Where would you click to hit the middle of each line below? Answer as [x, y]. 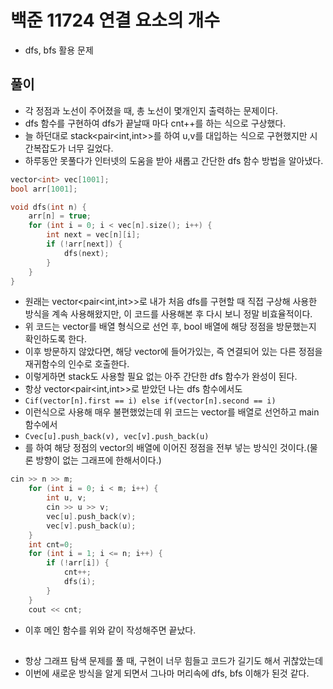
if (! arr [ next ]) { [84, 244]
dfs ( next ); [86, 253]
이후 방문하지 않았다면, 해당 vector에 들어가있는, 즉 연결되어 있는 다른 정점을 [173, 352]
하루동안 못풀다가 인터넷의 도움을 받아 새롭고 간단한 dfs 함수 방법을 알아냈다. [174, 160]
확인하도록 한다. [55, 339]
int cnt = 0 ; [51, 544]
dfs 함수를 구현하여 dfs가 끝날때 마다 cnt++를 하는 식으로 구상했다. [155, 123]
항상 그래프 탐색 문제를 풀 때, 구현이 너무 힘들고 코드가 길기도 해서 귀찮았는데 [174, 660]
